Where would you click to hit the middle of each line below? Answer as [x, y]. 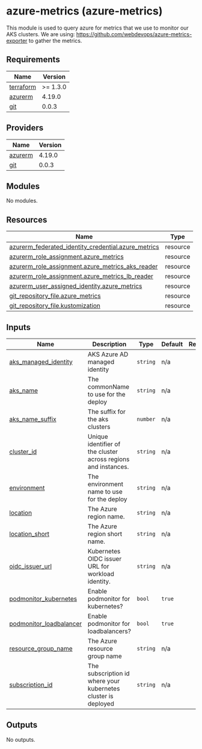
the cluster [103, 452]
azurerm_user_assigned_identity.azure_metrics [76, 286]
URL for [98, 566]
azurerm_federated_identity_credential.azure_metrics [84, 247]
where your [104, 681]
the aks [98, 419]
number [146, 419]
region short [105, 534]
